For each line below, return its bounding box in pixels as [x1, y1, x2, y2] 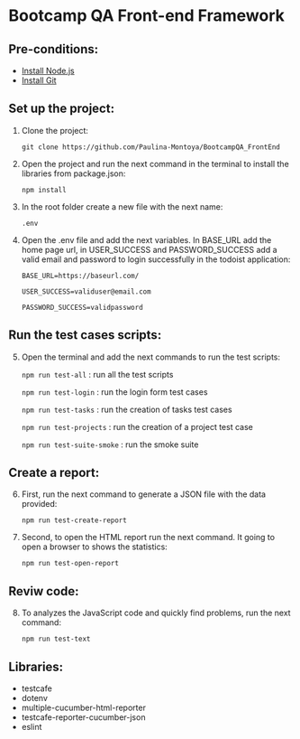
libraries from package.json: [21, 168, 126, 179]
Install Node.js [21, 65, 75, 76]
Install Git [21, 75, 57, 86]
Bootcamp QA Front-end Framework [8, 5, 285, 26]
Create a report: [8, 465, 100, 481]
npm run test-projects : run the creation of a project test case [21, 421, 253, 432]
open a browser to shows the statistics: [21, 541, 168, 552]
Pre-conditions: [8, 42, 99, 57]
